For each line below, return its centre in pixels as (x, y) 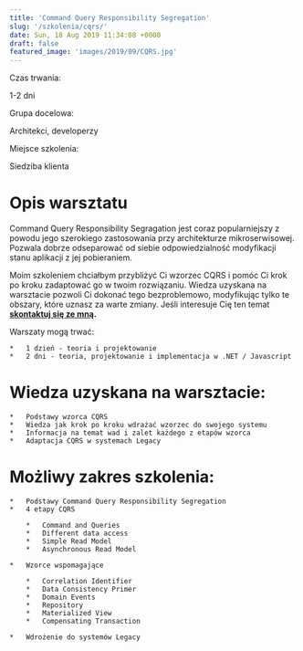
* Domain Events (61, 597)
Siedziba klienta (40, 166)
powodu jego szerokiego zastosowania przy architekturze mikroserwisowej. (152, 238)
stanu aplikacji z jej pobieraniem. (71, 257)
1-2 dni (22, 96)
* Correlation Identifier (79, 581)
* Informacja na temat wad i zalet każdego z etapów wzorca (130, 433)
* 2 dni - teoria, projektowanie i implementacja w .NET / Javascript (151, 357)
